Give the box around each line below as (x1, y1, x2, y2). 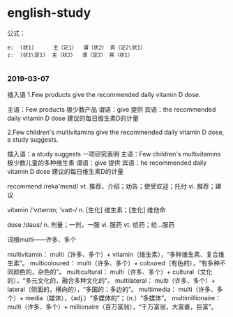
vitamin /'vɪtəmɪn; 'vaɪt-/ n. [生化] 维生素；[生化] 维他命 (7, 206, 166, 214)
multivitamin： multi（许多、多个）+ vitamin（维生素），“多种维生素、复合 (7, 250, 218, 259)
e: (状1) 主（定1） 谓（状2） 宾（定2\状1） (7, 44, 146, 51)
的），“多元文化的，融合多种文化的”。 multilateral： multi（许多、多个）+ (7, 277, 216, 285)
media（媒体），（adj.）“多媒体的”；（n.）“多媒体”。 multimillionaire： (25, 294, 222, 302)
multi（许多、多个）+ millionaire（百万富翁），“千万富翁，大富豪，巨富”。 (7, 302, 218, 311)
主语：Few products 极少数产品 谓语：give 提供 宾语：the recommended (7, 105, 216, 114)
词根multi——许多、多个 (7, 235, 77, 244)
